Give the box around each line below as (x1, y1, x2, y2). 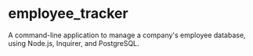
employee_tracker (8, 5, 128, 23)
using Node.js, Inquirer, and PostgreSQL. (8, 38, 139, 47)
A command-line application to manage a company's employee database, (8, 30, 246, 40)
